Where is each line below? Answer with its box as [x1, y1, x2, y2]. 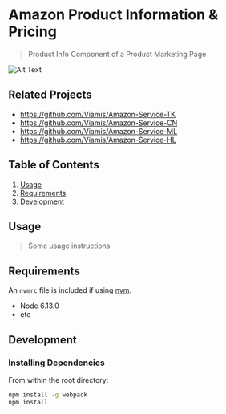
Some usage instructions [27, 241, 111, 250]
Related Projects [8, 88, 92, 102]
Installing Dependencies [8, 357, 106, 368]
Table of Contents [8, 158, 100, 172]
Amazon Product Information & [8, 6, 219, 24]
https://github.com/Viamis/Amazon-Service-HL [19, 135, 176, 144]
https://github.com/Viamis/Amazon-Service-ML [19, 126, 178, 136]
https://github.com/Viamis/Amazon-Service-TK [19, 109, 176, 119]
